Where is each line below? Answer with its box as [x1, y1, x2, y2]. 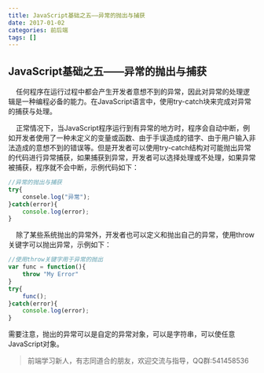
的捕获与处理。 [8, 107, 57, 116]
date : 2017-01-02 [8, 19, 65, 27]
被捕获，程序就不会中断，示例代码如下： [8, 163, 139, 172]
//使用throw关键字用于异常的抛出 [8, 256, 104, 264]
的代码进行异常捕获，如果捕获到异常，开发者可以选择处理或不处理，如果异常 [8, 153, 256, 162]
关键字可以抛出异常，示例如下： [8, 240, 112, 249]
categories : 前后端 [8, 26, 68, 34]
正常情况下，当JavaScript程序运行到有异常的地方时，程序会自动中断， [15, 124, 244, 133]
